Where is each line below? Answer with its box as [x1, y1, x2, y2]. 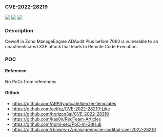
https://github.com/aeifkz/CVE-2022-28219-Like [12, 106, 110, 112]
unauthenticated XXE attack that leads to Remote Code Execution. [5, 43, 138, 49]
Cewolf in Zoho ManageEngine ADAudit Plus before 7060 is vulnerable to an [5, 38, 159, 44]
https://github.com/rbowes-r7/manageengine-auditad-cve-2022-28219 [12, 126, 156, 132]
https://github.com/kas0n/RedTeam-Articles [12, 116, 101, 122]
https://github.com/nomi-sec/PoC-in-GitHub [12, 121, 102, 127]
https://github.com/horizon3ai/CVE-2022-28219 [12, 111, 109, 117]
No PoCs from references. [5, 78, 58, 84]
